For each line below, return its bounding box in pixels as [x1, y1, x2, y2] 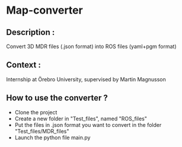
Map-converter [6, 4, 83, 17]
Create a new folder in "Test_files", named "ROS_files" [14, 115, 147, 122]
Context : [6, 60, 41, 70]
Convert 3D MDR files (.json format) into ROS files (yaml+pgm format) [6, 43, 177, 50]
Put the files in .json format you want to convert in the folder [14, 121, 162, 128]
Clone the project [14, 108, 58, 116]
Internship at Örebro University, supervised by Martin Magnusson [6, 75, 166, 83]
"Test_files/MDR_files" [14, 127, 69, 135]
